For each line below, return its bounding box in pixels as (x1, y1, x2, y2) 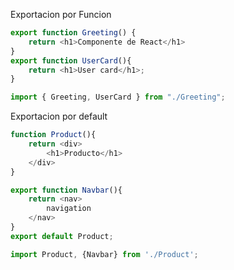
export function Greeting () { (10, 28, 137, 38)
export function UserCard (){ (10, 55, 132, 66)
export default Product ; (10, 231, 114, 241)
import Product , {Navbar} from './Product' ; (10, 249, 199, 259)
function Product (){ (10, 130, 97, 140)
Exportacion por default (10, 110, 108, 123)
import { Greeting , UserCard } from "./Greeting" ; (10, 92, 226, 103)
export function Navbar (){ (10, 185, 123, 195)
